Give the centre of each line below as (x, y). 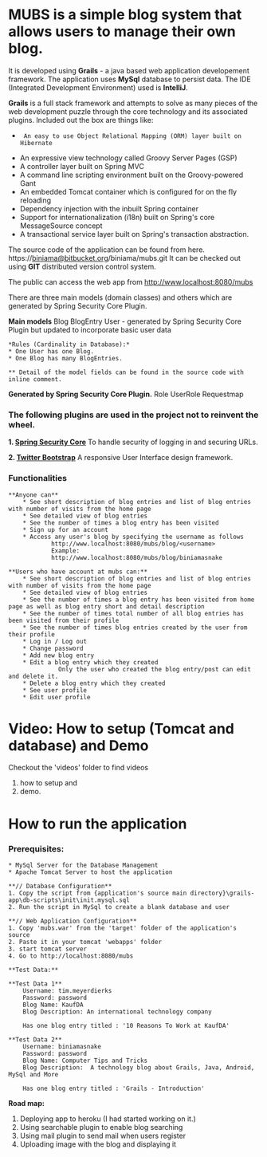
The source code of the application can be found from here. (107, 250)
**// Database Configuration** (60, 886)
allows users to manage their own (122, 31)
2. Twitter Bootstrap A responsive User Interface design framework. (121, 458)
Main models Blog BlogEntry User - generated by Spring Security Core (125, 321)
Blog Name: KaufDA (53, 1005)
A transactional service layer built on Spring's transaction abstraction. (134, 234)
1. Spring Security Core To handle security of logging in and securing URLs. (133, 442)
